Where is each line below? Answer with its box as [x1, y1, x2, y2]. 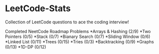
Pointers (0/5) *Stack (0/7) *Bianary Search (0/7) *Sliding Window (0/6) [5, 34, 151, 39]
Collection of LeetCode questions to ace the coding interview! [5, 19, 129, 25]
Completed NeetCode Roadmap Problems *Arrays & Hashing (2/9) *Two [5, 28, 151, 34]
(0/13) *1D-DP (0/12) [5, 44, 46, 50]
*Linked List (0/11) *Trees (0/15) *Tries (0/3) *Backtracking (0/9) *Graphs [5, 38, 154, 44]
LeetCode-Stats [5, 3, 71, 14]
